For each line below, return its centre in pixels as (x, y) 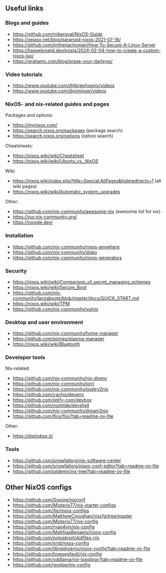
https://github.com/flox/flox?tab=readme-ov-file (63, 416)
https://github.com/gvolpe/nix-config (51, 565)
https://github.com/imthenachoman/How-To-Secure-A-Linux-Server (84, 45)
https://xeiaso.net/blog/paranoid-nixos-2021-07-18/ (67, 39)
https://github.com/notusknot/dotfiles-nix (56, 537)
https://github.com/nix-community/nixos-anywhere (66, 246)
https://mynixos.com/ (35, 125)
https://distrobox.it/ (33, 436)
